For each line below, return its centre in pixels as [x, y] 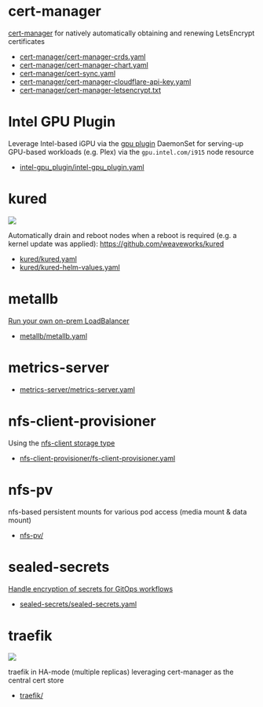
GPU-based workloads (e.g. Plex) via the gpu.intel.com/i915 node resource [131, 152]
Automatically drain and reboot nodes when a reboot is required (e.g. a [122, 235]
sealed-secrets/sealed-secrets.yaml [78, 604]
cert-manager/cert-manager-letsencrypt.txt [90, 90]
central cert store [36, 680]
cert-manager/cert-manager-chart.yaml [84, 64]
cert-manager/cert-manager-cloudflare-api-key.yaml [105, 82]
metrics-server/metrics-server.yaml [77, 389]
